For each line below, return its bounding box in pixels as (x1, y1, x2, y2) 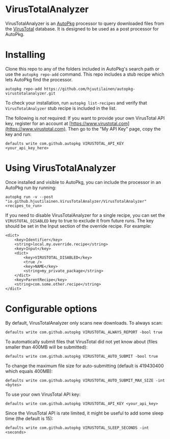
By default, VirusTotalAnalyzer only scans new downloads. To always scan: (5, 320, 163, 326)
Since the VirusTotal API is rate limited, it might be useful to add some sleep (5, 410, 164, 416)
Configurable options (5, 303, 98, 315)
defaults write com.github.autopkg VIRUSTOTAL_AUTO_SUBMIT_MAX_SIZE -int (5, 378, 165, 383)
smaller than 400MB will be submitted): (5, 344, 88, 350)
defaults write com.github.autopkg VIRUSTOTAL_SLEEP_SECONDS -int (5, 425, 149, 430)
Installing (5, 49, 46, 60)
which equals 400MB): (5, 368, 53, 374)
